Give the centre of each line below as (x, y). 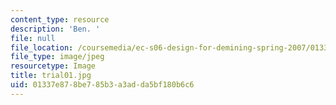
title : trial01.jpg (51, 76)
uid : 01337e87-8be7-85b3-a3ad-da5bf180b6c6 (102, 85)
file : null (33, 38)
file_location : (42, 47)
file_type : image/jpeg (57, 57)
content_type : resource (60, 19)
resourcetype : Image (53, 66)
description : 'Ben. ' (55, 29)
